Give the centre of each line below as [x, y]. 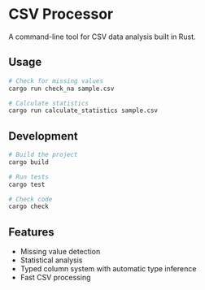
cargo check [28, 207]
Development [44, 136]
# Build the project [44, 155]
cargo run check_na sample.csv [61, 89]
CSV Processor [61, 14]
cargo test [27, 184]
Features [31, 232]
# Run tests [28, 177]
